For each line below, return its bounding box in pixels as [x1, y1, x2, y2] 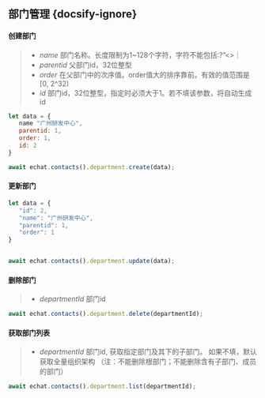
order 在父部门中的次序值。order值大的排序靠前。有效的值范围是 [39, 69, 251, 79]
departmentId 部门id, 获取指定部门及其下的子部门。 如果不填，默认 [39, 347, 257, 357]
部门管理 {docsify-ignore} [8, 7, 138, 21]
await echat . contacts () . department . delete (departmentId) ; [8, 310, 203, 318]
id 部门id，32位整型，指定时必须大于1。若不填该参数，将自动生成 [39, 88, 252, 97]
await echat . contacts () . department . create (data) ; [8, 163, 176, 171]
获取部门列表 [8, 328, 50, 337]
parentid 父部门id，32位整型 [39, 60, 132, 69]
